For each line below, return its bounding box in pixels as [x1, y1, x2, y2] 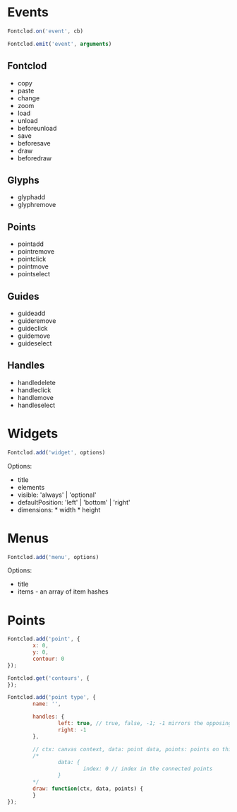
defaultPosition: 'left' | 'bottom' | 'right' [17, 498, 130, 506]
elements [17, 483, 45, 491]
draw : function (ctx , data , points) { [32, 785, 143, 792]
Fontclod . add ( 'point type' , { [7, 694, 97, 701]
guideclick [17, 324, 48, 332]
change [17, 93, 40, 102]
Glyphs [7, 174, 40, 186]
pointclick [17, 255, 47, 264]
